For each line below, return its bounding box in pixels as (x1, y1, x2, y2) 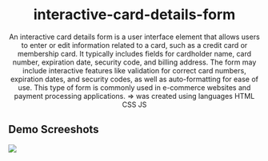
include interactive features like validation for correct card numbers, (22, 65, 246, 75)
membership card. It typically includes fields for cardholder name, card (17, 49, 252, 58)
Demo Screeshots (8, 123, 99, 136)
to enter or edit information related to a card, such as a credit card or (21, 40, 248, 49)
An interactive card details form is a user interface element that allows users (9, 32, 260, 41)
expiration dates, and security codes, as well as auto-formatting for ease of (10, 74, 258, 84)
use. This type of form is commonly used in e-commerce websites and (18, 82, 251, 92)
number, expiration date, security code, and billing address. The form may (12, 57, 257, 67)
